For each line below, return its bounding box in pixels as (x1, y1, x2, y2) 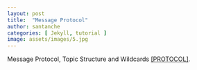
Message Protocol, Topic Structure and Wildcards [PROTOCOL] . (7, 55, 191, 63)
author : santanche (7, 23, 60, 30)
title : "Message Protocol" (7, 17, 89, 24)
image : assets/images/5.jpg (7, 36, 89, 43)
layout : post (7, 10, 45, 17)
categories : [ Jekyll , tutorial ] (7, 29, 108, 37)
